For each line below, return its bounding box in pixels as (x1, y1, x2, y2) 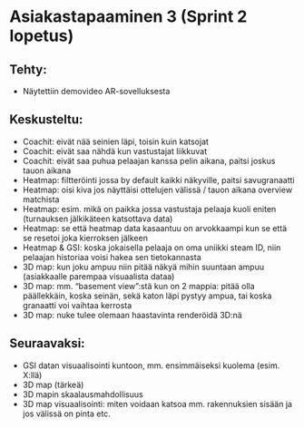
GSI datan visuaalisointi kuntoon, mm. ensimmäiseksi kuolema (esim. (22, 360, 280, 371)
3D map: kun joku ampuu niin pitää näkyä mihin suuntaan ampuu (22, 261, 265, 272)
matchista (22, 193, 60, 205)
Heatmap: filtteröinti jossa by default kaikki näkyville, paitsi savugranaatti (22, 174, 295, 185)
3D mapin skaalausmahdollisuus (22, 388, 143, 400)
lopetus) (9, 25, 74, 46)
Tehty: (9, 62, 47, 77)
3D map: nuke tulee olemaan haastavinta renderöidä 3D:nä (22, 309, 242, 320)
